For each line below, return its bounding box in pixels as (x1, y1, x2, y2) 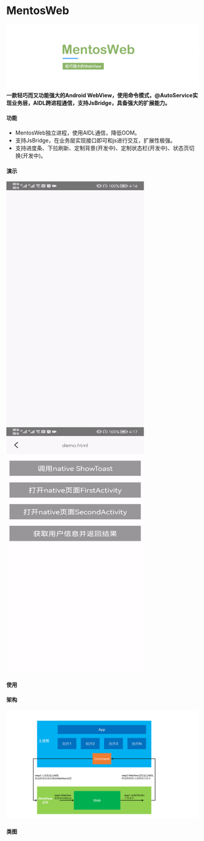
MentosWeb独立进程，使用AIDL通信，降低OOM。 (15, 129, 140, 136)
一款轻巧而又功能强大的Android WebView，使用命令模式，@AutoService (6, 91, 193, 98)
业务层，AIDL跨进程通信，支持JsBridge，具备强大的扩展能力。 (11, 99, 171, 106)
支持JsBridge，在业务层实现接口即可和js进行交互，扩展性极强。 (15, 136, 176, 144)
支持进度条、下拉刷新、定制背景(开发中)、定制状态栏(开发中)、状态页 (15, 144, 189, 152)
